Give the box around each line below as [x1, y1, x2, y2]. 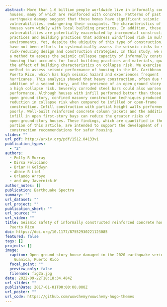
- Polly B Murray [9, 155, 46, 160]
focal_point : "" [9, 262, 43, 267]
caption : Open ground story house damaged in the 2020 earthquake [9, 252, 150, 258]
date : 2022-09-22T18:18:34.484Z [5, 276, 72, 281]
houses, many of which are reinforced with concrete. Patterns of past [9, 12, 162, 17]
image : [5, 248, 19, 253]
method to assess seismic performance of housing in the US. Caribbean [9, 68, 162, 73]
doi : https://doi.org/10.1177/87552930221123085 [5, 229, 108, 234]
